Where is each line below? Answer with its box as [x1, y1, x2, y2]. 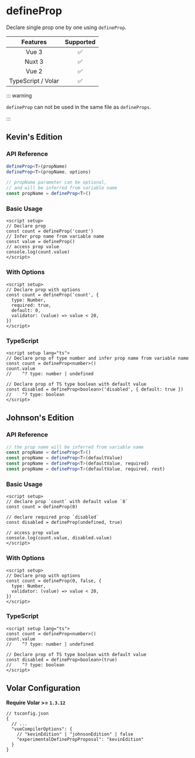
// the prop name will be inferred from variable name [6, 444, 144, 450]
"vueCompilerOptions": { [11, 726, 73, 732]
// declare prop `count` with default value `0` [6, 499, 128, 505]
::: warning [6, 92, 32, 99]
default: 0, [11, 307, 41, 314]
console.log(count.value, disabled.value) [6, 535, 112, 541]
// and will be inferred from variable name [6, 185, 118, 191]
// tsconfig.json [6, 710, 49, 717]
